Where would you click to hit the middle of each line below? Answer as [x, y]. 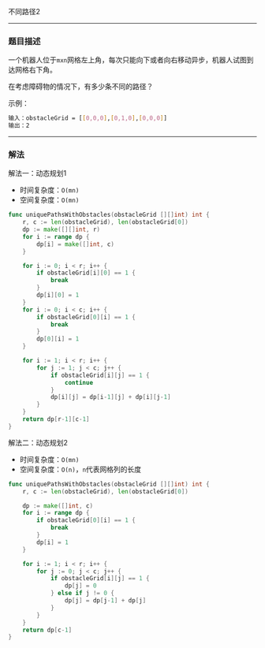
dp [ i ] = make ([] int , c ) [75, 244]
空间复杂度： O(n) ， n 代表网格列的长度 [80, 469]
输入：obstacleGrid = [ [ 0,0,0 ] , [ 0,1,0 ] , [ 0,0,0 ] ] [88, 118]
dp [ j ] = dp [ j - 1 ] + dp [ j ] [105, 601]
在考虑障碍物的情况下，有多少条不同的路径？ [81, 87]
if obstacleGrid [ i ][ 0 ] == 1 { [86, 273]
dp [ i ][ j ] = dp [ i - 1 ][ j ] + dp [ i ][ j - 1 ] [110, 397]
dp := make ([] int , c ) [58, 506]
